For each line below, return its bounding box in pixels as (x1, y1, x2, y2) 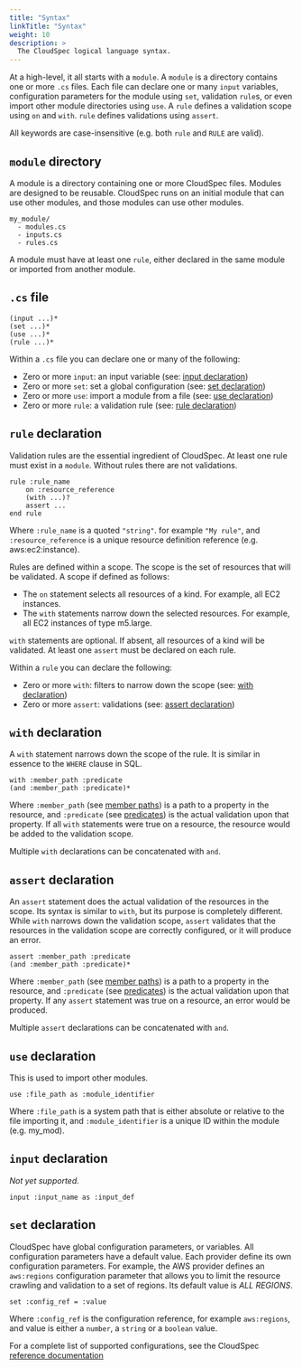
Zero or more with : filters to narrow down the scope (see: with (22, 679, 254, 690)
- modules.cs (17, 222, 67, 231)
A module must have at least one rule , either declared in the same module (9, 254, 286, 265)
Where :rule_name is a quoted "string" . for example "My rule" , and (9, 524, 261, 535)
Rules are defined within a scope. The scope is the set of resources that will (9, 562, 291, 572)
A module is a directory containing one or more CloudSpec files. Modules (9, 177, 282, 188)
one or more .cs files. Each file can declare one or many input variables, (9, 81, 279, 92)
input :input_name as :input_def (9, 1193, 135, 1202)
